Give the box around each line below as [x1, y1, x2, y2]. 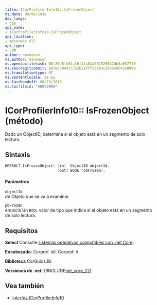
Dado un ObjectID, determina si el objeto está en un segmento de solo [5, 131, 145, 137]
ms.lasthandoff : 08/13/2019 [5, 79, 62, 84]
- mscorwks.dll [5, 39, 36, 44]
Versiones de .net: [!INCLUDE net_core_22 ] [5, 268, 92, 274]
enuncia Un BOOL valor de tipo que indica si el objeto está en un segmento [5, 207, 153, 213]
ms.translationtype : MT [5, 71, 53, 75]
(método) [5, 115, 44, 126]
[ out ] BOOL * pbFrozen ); [57, 168, 105, 173]
